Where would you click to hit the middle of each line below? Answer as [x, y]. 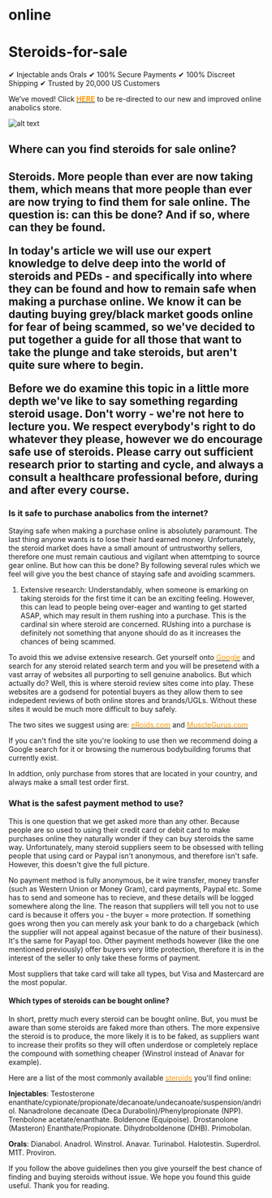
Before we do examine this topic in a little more [129, 388]
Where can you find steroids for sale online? [123, 149]
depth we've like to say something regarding [123, 401]
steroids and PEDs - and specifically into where [131, 276]
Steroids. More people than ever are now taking [131, 176]
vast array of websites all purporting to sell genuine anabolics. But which [130, 675]
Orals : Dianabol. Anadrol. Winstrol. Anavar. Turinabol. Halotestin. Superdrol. [135, 1144]
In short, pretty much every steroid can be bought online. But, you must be [133, 1018]
